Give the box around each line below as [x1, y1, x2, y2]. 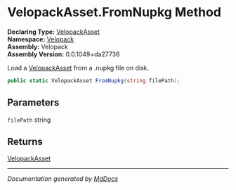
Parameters [7, 96, 60, 109]
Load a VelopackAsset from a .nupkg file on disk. [7, 63, 150, 72]
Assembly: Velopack [7, 42, 69, 51]
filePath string [7, 115, 51, 124]
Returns [7, 136, 44, 148]
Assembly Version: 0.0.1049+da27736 [7, 50, 120, 58]
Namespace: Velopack [7, 34, 74, 43]
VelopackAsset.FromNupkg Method [7, 4, 221, 20]
